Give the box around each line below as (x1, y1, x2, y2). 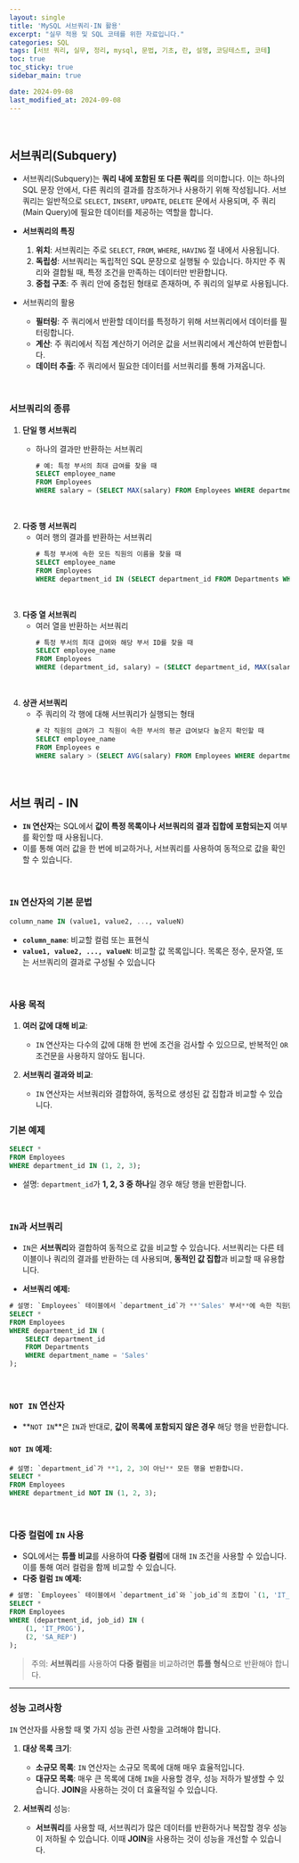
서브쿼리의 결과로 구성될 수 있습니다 (31, 956, 156, 967)
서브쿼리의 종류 (9, 402, 71, 415)
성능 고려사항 (9, 1702, 62, 1714)
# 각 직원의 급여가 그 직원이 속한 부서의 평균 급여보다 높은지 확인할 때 (35, 726, 264, 736)
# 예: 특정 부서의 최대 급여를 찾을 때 (35, 461, 158, 470)
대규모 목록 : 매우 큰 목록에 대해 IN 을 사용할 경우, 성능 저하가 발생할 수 (35, 1773, 276, 1784)
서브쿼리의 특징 (21, 226, 76, 236)
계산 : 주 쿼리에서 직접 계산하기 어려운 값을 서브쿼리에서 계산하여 (35, 338, 256, 349)
